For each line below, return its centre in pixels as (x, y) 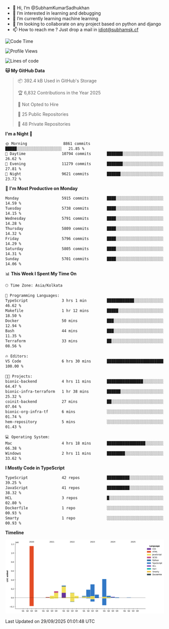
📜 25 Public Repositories (43, 114)
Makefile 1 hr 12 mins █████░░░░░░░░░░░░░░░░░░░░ (84, 311)
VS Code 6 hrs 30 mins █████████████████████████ (84, 361)
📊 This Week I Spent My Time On (41, 274)
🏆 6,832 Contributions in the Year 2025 (59, 93)
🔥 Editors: (17, 356)
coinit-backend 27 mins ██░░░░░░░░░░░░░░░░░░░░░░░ (84, 402)
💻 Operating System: (28, 437)
